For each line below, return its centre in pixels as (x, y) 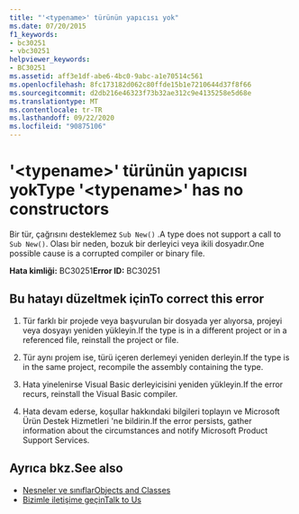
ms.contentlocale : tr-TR (56, 110)
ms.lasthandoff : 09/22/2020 (62, 118)
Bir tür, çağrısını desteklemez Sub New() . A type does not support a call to (145, 234)
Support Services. (56, 440)
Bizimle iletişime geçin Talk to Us (82, 500)
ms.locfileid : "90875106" (58, 127)
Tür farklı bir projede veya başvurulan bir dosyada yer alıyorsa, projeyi (152, 320)
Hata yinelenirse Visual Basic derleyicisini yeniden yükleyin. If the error (153, 384)
